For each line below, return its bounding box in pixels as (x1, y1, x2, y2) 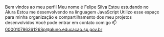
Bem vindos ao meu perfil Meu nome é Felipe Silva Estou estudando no (5, 4, 149, 10)
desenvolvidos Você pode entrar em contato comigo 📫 (5, 20, 117, 25)
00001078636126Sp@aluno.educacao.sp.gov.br (5, 26, 103, 32)
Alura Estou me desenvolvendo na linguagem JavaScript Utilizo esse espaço (5, 9, 160, 15)
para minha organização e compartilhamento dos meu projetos (5, 14, 132, 20)
